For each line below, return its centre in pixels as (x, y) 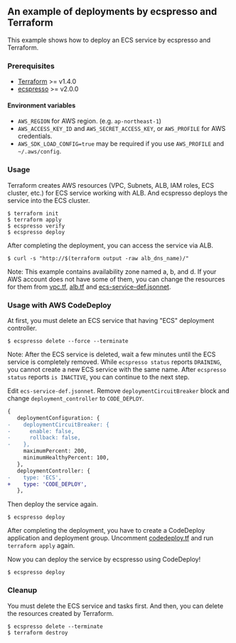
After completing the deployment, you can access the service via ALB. (110, 245)
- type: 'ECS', (34, 477)
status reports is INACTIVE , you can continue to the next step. (98, 377)
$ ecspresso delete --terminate (55, 626)
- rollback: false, (44, 438)
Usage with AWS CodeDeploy (59, 305)
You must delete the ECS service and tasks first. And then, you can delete (116, 606)
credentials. (35, 136)
